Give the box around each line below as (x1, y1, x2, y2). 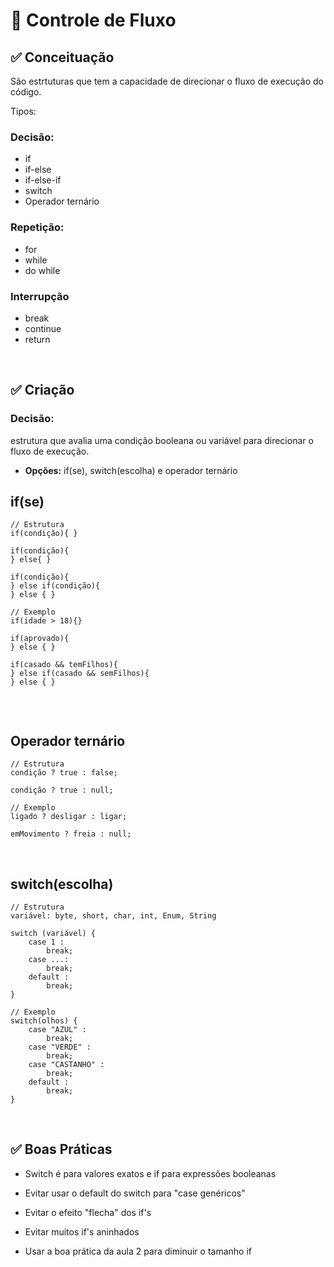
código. (10, 86, 42, 98)
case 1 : (28, 937, 65, 948)
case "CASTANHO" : (28, 1060, 105, 1070)
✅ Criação (10, 382, 75, 399)
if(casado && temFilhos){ (10, 660, 118, 670)
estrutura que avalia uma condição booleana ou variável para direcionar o (10, 434, 314, 446)
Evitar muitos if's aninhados (24, 1225, 140, 1238)
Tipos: (10, 105, 37, 117)
